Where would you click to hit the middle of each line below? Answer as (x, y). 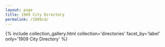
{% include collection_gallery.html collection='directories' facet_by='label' (83, 34)
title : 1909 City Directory (35, 15)
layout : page (19, 10)
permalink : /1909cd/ (27, 19)
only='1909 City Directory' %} (36, 39)
